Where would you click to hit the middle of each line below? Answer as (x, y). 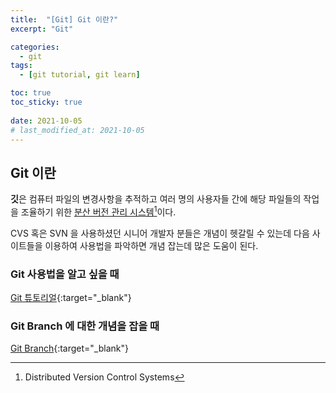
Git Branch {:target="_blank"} (69, 348)
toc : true (31, 93)
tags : (21, 66)
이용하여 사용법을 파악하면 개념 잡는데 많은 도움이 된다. (151, 245)
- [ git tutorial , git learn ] (80, 75)
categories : (35, 47)
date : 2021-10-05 (46, 121)
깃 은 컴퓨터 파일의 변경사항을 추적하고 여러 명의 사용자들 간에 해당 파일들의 (156, 199)
